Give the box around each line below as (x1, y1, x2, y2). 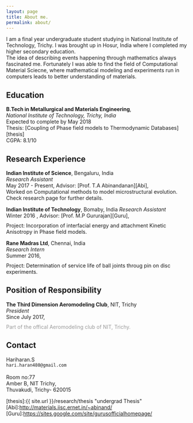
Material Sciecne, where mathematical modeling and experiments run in (6, 67, 180, 74)
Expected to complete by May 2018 (6, 118, 92, 125)
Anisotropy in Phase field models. (6, 229, 87, 235)
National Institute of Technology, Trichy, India (6, 112, 116, 119)
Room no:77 (6, 374, 35, 381)
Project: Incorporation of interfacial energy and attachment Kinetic (6, 222, 167, 229)
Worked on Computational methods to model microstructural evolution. (6, 189, 178, 195)
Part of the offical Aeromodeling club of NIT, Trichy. (6, 323, 131, 330)
